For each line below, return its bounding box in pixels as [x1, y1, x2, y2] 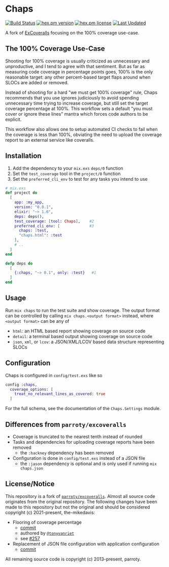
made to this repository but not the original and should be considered [5, 504, 150, 510]
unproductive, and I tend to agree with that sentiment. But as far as [5, 63, 145, 69]
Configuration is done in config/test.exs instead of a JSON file [12, 455, 146, 461]
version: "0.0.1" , [14, 205, 53, 210]
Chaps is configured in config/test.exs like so [5, 372, 103, 378]
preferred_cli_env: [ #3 [14, 223, 94, 228]
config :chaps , [5, 382, 38, 387]
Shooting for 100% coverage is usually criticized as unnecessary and [5, 58, 150, 64]
